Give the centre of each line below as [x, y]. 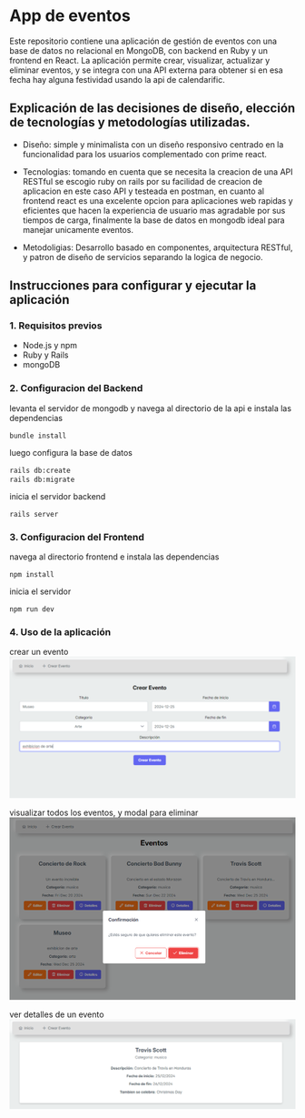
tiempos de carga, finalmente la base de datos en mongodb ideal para [153, 220]
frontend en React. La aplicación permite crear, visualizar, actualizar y [140, 60]
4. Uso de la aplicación [60, 631]
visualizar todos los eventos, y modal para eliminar [104, 813]
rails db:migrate [42, 479]
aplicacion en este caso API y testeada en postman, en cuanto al [143, 191]
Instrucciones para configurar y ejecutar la [133, 286]
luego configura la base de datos [71, 452]
